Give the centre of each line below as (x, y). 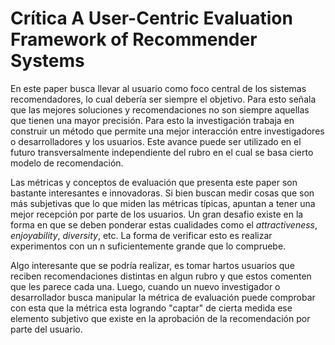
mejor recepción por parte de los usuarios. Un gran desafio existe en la (157, 214)
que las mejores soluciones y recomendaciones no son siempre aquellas (160, 109)
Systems (47, 61)
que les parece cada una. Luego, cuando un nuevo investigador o (145, 286)
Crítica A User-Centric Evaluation (151, 18)
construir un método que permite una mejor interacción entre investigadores (167, 131)
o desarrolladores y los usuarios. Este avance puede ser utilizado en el (156, 141)
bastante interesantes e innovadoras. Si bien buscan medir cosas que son (162, 193)
